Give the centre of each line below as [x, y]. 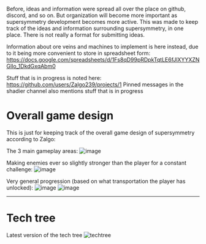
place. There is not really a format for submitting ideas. [76, 35]
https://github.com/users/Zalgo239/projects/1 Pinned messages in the [95, 84]
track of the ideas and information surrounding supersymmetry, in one [95, 28]
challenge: [20, 169]
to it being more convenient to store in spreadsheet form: [78, 53]
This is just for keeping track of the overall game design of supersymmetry [101, 132]
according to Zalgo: [31, 139]
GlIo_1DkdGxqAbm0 [31, 66]
